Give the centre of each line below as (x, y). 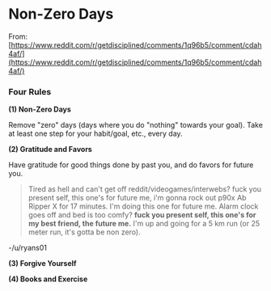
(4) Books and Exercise (48, 279)
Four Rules (30, 91)
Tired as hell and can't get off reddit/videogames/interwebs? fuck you (144, 189)
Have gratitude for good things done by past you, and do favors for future (131, 165)
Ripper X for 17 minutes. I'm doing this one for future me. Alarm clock (143, 206)
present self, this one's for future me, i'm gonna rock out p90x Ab (137, 198)
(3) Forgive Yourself (42, 264)
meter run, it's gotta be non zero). (84, 232)
